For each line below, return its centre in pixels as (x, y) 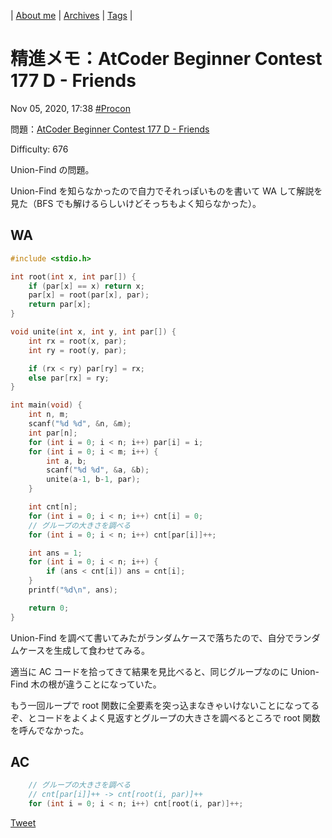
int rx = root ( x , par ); (78, 341)
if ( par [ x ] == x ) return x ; (86, 286)
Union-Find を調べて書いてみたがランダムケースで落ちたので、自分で (152, 637)
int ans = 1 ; (55, 553)
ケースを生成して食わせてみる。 (84, 650)
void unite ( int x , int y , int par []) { (93, 332)
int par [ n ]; (53, 433)
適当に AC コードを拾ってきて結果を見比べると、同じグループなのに (149, 671)
